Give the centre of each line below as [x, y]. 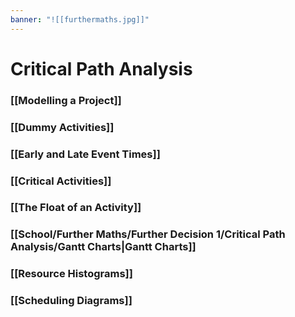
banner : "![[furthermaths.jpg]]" [80, 19]
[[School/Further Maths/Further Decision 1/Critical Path [148, 234]
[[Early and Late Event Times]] [85, 154]
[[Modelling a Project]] [66, 100]
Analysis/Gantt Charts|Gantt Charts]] [103, 247]
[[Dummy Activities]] [62, 127]
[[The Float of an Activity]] [76, 208]
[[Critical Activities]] [61, 181]
